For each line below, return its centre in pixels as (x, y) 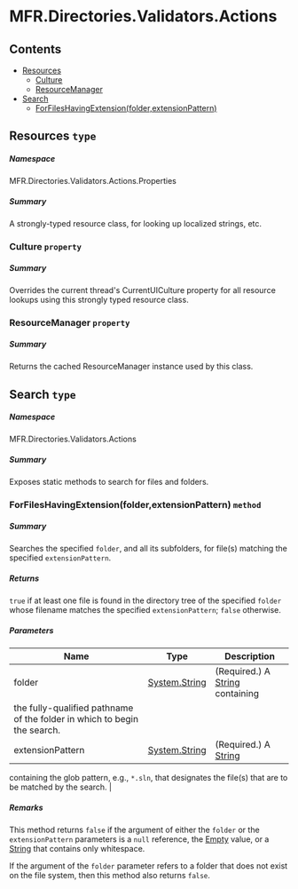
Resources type (53, 136)
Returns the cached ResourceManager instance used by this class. (131, 367)
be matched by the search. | (61, 787)
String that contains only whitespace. (77, 849)
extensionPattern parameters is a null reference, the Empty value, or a (139, 839)
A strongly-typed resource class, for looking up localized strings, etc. (136, 224)
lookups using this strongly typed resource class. (99, 300)
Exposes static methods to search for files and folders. (109, 482)
